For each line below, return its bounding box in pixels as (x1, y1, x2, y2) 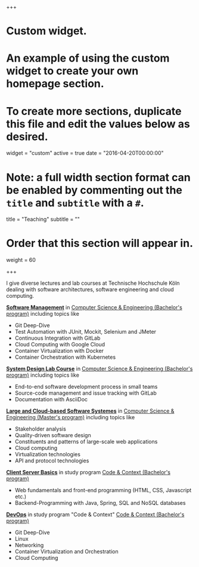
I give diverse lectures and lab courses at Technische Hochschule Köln (6, 279, 180, 287)
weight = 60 (6, 257, 36, 264)
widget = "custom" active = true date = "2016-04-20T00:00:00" (6, 150, 164, 157)
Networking (14, 542, 44, 549)
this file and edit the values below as (6, 117, 191, 130)
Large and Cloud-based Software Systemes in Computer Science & (6, 407, 175, 414)
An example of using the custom (6, 51, 170, 65)
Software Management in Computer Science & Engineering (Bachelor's (6, 304, 183, 311)
